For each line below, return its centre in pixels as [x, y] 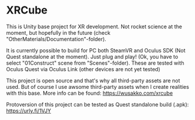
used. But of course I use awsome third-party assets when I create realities [97, 86]
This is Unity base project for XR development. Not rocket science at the [94, 26]
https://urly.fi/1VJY [29, 111]
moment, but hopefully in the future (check [58, 32]
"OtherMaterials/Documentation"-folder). [56, 39]
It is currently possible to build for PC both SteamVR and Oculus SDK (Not [96, 50]
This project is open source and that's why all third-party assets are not [93, 81]
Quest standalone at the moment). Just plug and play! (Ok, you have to [92, 56]
